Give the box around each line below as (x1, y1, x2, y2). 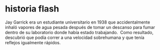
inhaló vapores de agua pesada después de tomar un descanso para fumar (5, 24, 155, 30)
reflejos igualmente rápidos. (5, 39, 61, 45)
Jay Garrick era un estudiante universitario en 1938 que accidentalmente (5, 19, 150, 25)
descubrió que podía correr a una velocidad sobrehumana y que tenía (5, 35, 144, 40)
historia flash (5, 3, 59, 14)
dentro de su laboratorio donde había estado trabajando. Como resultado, (5, 29, 154, 35)
